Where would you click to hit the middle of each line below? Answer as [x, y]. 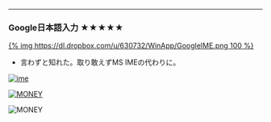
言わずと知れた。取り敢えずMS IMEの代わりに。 [100, 62]
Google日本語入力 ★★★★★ [66, 27]
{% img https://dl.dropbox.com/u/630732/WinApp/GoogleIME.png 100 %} [131, 46]
